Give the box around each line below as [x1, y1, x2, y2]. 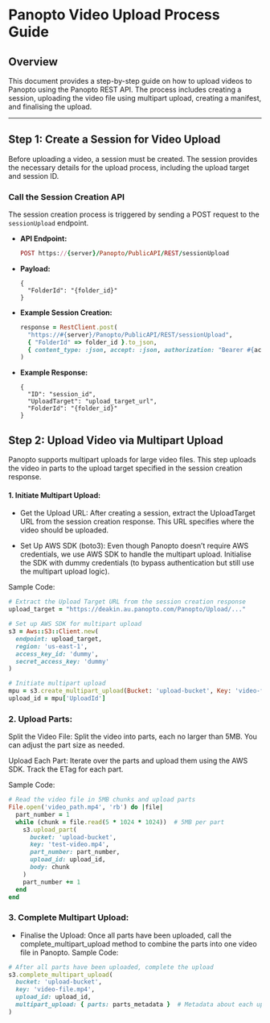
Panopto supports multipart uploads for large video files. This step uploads [8, 455, 256, 465]
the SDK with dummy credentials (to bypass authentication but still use [19, 558, 255, 568]
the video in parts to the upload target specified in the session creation [8, 463, 243, 473]
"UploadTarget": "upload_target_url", [27, 397, 157, 406]
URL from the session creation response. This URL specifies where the [19, 517, 255, 527]
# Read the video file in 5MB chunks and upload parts [8, 796, 196, 804]
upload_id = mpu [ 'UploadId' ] [8, 694, 106, 702]
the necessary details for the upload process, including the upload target [8, 163, 250, 172]
